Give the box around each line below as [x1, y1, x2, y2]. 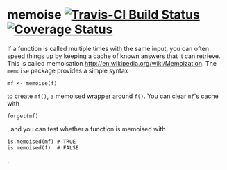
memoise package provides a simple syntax [7, 66, 128, 75]
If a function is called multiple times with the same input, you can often [7, 44, 210, 53]
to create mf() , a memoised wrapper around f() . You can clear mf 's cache [7, 92, 219, 100]
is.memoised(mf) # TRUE [7, 138, 76, 145]
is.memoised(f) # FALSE [7, 144, 79, 151]
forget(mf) [7, 113, 39, 120]
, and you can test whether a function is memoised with [7, 124, 166, 133]
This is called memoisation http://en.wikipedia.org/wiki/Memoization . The [7, 59, 217, 67]
